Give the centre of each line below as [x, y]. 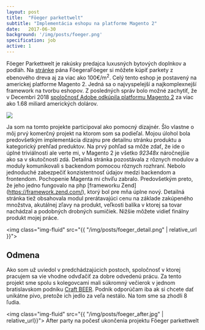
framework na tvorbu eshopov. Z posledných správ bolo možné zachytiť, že [102, 90]
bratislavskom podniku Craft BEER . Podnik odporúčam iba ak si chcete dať [100, 289]
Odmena [23, 255]
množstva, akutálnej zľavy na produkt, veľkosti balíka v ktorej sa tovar [94, 205]
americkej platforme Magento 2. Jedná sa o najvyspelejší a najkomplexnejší [102, 84]
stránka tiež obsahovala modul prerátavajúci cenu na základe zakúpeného [100, 198]
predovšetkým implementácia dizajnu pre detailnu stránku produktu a [94, 140]
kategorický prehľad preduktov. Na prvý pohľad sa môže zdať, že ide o [95, 146]
